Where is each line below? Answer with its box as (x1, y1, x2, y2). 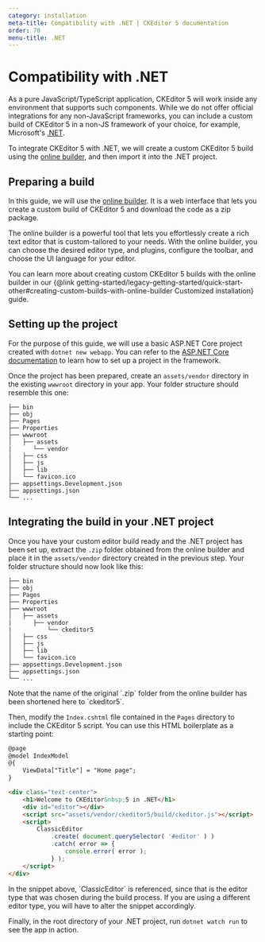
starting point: (8, 729, 54, 738)
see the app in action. (8, 925, 79, 934)
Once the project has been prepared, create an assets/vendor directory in (8, 370, 249, 380)
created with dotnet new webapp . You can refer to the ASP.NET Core (8, 347, 229, 356)
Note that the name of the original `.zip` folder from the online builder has (8, 688, 248, 698)
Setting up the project (8, 317, 118, 331)
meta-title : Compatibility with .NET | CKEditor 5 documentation (8, 19, 229, 27)
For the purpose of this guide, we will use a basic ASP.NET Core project (8, 339, 243, 348)
